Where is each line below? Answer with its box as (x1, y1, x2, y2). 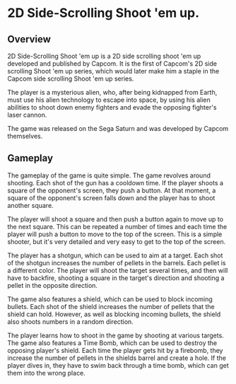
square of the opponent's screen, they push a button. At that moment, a (7, 186, 216, 194)
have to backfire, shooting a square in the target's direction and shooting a (7, 274, 225, 282)
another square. (7, 201, 54, 209)
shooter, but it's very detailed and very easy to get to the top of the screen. (7, 237, 226, 245)
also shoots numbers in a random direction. (7, 317, 134, 326)
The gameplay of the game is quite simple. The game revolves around (7, 171, 211, 180)
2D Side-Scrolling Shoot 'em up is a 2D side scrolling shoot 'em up (7, 52, 201, 60)
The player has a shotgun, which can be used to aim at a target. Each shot (7, 251, 223, 260)
